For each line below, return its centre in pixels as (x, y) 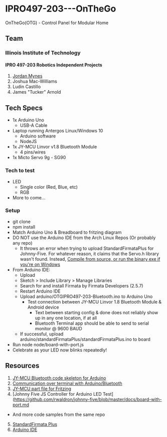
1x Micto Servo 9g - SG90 (39, 158)
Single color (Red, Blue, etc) (49, 187)
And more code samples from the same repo (59, 414)
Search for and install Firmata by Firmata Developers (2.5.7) (81, 285)
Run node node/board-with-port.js (48, 344)
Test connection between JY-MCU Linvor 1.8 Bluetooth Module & (95, 302)
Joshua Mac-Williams (35, 82)
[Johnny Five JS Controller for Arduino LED (57, 394)
